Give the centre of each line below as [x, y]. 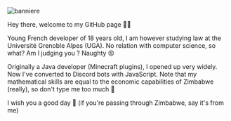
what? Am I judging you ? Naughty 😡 [61, 53]
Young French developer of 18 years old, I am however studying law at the [114, 38]
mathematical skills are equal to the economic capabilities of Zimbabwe [111, 82]
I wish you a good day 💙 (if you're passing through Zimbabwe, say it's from [116, 103]
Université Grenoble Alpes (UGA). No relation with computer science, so [112, 45]
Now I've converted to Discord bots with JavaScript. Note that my [102, 74]
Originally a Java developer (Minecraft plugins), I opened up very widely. [112, 66]
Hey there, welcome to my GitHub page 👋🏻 [69, 24]
